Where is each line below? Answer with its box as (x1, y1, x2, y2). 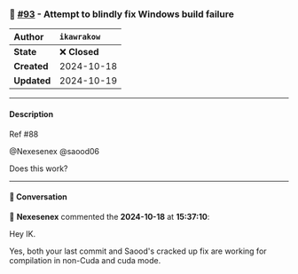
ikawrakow (59, 32, 101, 43)
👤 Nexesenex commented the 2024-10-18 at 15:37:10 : (9, 211, 210, 222)
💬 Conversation (9, 192, 68, 202)
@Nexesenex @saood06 (9, 145, 100, 156)
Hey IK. (9, 228, 36, 239)
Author (13, 31, 44, 43)
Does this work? (9, 163, 68, 174)
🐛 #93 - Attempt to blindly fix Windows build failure (9, 8, 235, 20)
